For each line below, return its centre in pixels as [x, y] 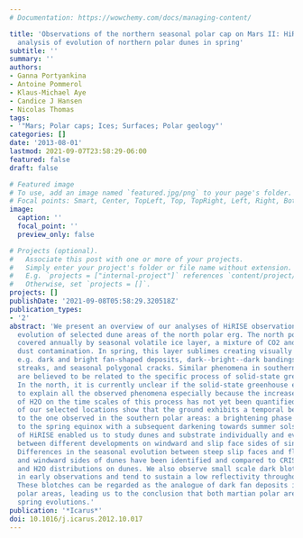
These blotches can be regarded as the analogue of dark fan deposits [153, 486]
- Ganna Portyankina [48, 76]
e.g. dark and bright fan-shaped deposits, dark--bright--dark [138, 360]
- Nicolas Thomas [42, 109]
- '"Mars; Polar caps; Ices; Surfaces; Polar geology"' [116, 126]
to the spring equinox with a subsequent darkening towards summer [147, 427]
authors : [26, 68]
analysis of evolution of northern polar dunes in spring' [131, 42]
